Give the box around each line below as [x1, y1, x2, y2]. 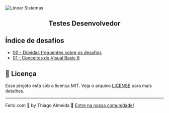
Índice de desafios [5, 36, 64, 44]
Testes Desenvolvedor [48, 19, 121, 28]
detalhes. [5, 88, 25, 94]
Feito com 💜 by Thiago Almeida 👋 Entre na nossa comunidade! [5, 102, 134, 108]
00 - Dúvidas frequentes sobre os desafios [12, 49, 102, 55]
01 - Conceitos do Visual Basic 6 [12, 55, 80, 61]
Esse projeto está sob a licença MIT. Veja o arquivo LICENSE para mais [5, 82, 152, 89]
